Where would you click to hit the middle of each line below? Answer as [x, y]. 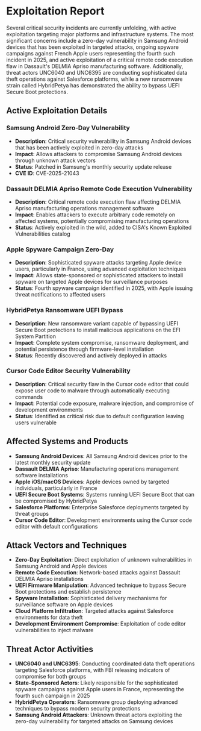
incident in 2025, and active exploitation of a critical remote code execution [100, 60]
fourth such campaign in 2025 [52, 696]
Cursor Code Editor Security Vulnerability [68, 371]
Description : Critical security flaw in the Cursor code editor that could [102, 384]
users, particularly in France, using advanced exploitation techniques [100, 269]
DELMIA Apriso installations [49, 579]
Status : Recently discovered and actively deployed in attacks [91, 355]
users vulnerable [36, 422]
